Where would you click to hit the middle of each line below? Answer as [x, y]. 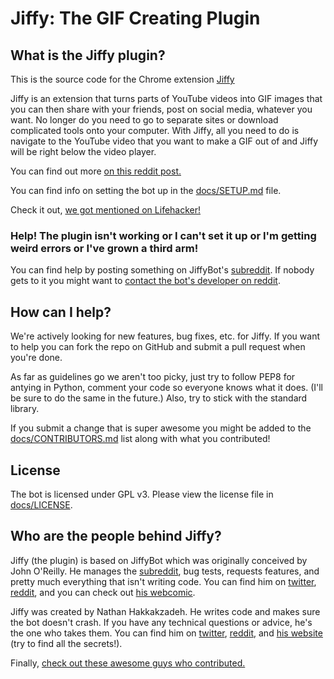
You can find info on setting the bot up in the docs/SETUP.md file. [146, 190]
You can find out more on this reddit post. [96, 171]
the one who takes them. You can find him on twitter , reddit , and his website [166, 633]
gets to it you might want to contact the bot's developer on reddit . [145, 281]
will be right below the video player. [83, 151]
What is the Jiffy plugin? [88, 55]
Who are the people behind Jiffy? [116, 536]
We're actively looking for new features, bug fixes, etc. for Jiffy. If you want [165, 336]
